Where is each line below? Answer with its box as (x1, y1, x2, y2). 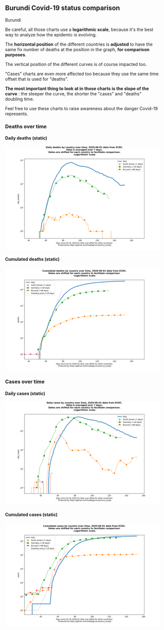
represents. (5, 111, 28, 117)
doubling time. (5, 96, 34, 102)
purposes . (5, 52, 27, 58)
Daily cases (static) (5, 390, 46, 396)
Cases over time (5, 378, 45, 385)
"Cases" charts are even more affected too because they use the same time (5, 71, 159, 77)
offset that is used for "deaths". (5, 76, 69, 82)
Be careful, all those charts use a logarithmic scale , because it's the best (5, 27, 154, 32)
